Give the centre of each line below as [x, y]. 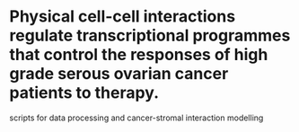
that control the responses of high [139, 55]
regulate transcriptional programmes [150, 35]
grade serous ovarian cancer [119, 74]
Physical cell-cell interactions [123, 17]
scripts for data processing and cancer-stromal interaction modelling [136, 118]
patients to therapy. [84, 93]
